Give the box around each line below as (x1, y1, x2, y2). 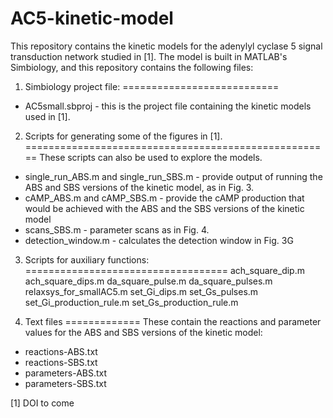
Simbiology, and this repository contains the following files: (10, 61, 254, 73)
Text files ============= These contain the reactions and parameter (24, 315, 322, 327)
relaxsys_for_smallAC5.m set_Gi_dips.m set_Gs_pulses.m (24, 285, 259, 297)
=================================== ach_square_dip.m (24, 264, 305, 276)
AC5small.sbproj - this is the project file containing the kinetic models (24, 100, 312, 112)
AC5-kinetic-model (10, 7, 174, 30)
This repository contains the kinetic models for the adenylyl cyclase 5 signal (10, 40, 323, 52)
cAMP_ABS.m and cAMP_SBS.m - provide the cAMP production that (24, 192, 305, 204)
